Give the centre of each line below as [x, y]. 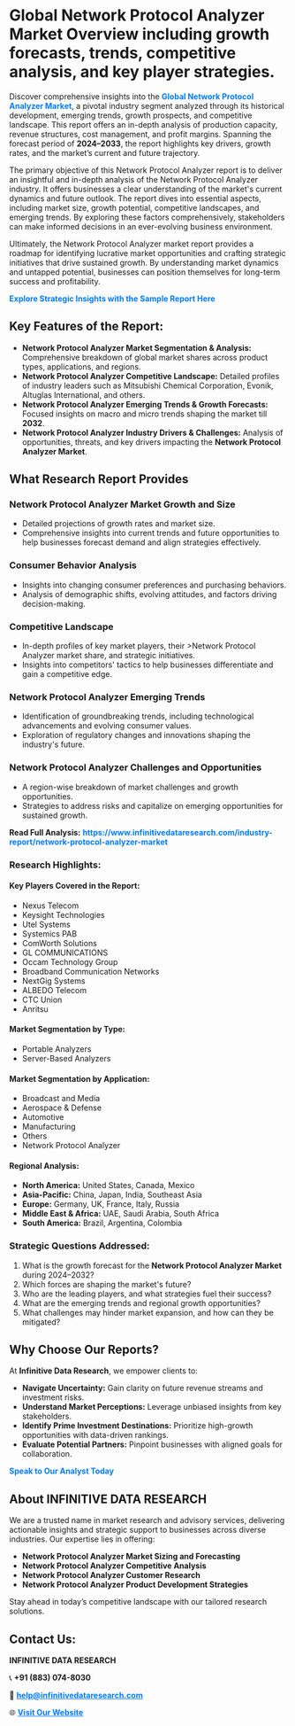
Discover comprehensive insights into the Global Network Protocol [132, 96]
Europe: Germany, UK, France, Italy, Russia [100, 1204]
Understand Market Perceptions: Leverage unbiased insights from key [151, 1407]
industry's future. [53, 744]
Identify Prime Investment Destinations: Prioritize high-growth [137, 1426]
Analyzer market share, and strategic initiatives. [109, 656]
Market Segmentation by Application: [79, 1078]
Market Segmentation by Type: [67, 1030]
